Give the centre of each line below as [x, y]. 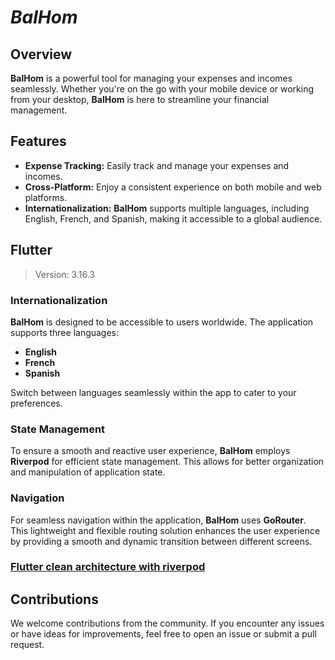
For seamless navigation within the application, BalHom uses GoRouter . [158, 520]
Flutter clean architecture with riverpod [108, 567]
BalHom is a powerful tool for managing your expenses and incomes [151, 78]
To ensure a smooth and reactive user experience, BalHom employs [150, 451]
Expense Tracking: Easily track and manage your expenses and [157, 165]
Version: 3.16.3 [64, 274]
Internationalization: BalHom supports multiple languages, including [167, 208]
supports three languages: [65, 332]
